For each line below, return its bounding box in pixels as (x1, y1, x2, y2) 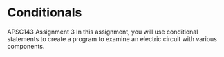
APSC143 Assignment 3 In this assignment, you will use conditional (7, 27, 198, 36)
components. (7, 42, 45, 50)
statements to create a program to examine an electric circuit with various (7, 34, 218, 43)
